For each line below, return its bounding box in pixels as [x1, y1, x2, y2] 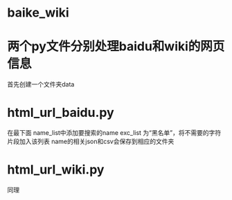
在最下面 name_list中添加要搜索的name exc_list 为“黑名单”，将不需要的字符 [7, 129, 222, 137]
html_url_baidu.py [7, 105, 114, 120]
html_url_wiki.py [7, 162, 105, 178]
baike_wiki [7, 5, 69, 21]
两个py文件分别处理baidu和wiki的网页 [7, 39, 225, 55]
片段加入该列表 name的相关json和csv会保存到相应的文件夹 [7, 137, 175, 146]
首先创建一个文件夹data [7, 80, 75, 89]
